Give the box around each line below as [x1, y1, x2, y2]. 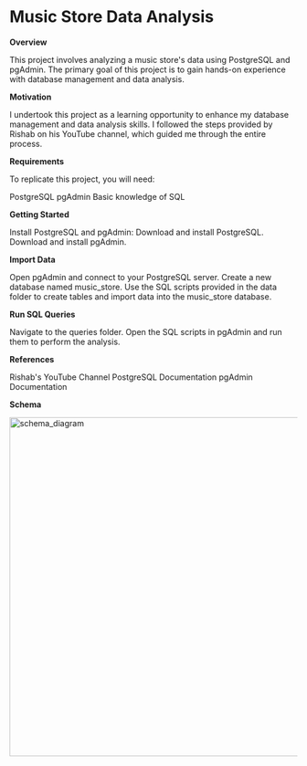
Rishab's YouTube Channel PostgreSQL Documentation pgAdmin [9, 372, 253, 383]
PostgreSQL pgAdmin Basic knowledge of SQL [9, 191, 185, 202]
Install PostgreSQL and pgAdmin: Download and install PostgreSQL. [9, 226, 264, 237]
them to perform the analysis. [9, 336, 121, 347]
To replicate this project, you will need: [9, 173, 155, 184]
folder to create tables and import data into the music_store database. [9, 290, 272, 302]
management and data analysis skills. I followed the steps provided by [9, 119, 273, 130]
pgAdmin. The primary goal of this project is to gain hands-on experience [9, 64, 286, 75]
